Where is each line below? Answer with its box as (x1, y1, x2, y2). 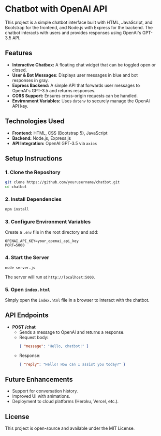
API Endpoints (5, 311, 49, 320)
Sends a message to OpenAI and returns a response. (19, 329, 125, 335)
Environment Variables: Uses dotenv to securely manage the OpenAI (12, 98, 150, 104)
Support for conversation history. (12, 388, 78, 394)
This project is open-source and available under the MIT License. (5, 425, 135, 431)
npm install (5, 207, 29, 212)
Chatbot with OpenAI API (5, 3, 107, 15)
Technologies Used (5, 117, 64, 126)
